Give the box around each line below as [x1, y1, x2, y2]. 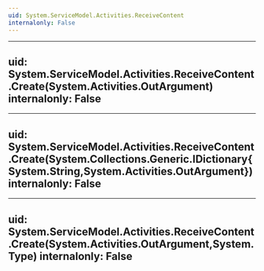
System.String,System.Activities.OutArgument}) [8, 164, 253, 178]
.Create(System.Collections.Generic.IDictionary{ [8, 152, 253, 166]
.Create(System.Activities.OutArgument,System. [8, 237, 255, 251]
